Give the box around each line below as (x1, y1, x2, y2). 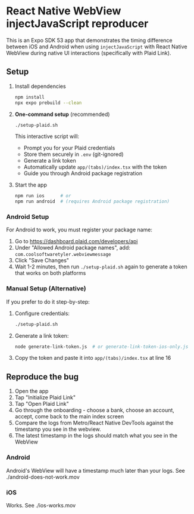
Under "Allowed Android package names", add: (14, 244, 131, 252)
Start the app (14, 181, 48, 189)
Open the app (14, 387, 49, 395)
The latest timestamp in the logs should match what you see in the (14, 432, 177, 439)
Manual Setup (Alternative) (6, 284, 86, 293)
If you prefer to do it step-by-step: (6, 298, 90, 305)
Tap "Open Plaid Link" (14, 400, 70, 408)
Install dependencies (14, 82, 67, 90)
